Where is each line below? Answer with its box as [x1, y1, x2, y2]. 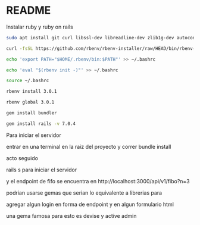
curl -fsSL [6, 45, 33, 51]
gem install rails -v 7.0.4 [6, 120, 76, 127]
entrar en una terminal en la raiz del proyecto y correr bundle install [6, 143, 171, 150]
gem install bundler [6, 110, 58, 116]
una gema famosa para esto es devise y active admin [6, 212, 137, 219]
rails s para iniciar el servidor [6, 166, 77, 173]
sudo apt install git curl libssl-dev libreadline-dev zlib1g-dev [6, 35, 174, 40]
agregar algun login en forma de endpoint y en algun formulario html [6, 201, 174, 208]
